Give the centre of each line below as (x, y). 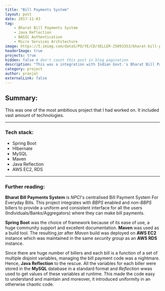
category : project (24, 69)
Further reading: (25, 186)
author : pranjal (22, 74)
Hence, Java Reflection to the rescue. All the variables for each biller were (81, 263)
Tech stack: (19, 132)
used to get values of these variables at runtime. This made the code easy (80, 274)
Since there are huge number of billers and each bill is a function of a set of (82, 253)
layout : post (18, 14)
